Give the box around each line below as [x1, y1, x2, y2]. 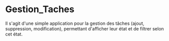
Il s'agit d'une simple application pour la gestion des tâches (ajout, [5, 20, 145, 26]
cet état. [5, 31, 23, 37]
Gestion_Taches [5, 4, 75, 15]
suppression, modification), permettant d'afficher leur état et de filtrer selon [5, 25, 164, 31]
